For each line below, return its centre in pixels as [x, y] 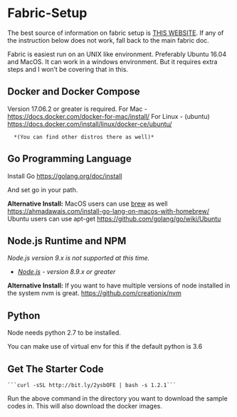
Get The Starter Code [56, 369]
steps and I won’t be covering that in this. [68, 69]
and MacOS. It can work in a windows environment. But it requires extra [112, 61]
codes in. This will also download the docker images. [85, 406]
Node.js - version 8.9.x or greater [67, 272]
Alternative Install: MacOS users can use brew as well [88, 204]
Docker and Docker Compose [74, 91]
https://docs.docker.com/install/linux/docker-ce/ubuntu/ [90, 124]
